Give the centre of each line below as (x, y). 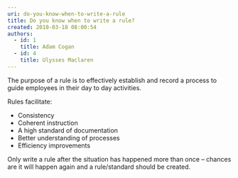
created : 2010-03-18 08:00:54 (52, 27)
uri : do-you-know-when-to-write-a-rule (66, 14)
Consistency (36, 115)
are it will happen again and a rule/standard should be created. (99, 167)
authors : (20, 34)
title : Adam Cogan (47, 47)
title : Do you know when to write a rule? (71, 21)
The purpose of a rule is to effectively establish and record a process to (112, 80)
